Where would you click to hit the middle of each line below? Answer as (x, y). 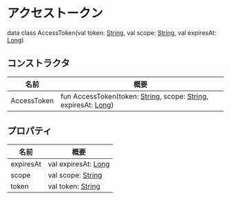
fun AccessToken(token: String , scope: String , (134, 96)
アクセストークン (55, 13)
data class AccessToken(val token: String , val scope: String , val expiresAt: (112, 33)
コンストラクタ (38, 63)
